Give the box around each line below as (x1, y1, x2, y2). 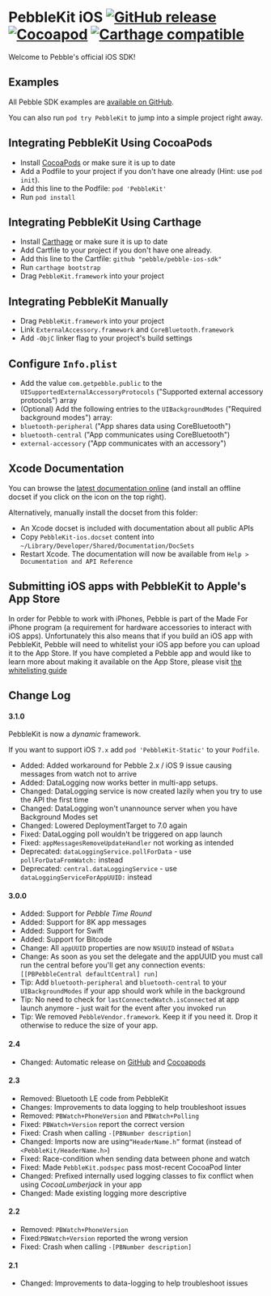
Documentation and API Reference (19, 557, 133, 565)
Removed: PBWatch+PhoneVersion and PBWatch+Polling (19, 1111, 200, 1120)
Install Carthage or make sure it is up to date (19, 237, 168, 247)
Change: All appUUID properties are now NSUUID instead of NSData (19, 943, 235, 953)
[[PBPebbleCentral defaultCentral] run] (19, 971, 159, 979)
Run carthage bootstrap (19, 263, 101, 273)
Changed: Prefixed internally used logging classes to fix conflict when (19, 1171, 254, 1180)
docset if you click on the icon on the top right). (8, 492, 167, 502)
